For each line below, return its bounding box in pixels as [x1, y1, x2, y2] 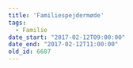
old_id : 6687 [8, 48, 51, 55]
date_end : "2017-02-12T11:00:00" [8, 41, 119, 48]
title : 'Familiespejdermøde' [8, 11, 104, 20]
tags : [8, 19, 26, 27]
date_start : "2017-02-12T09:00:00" [8, 33, 126, 41]
